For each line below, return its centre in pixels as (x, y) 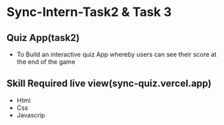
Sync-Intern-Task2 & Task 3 (89, 12)
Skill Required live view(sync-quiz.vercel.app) (109, 84)
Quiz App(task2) (43, 38)
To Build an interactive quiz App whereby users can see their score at (117, 54)
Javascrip (31, 115)
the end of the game (46, 62)
